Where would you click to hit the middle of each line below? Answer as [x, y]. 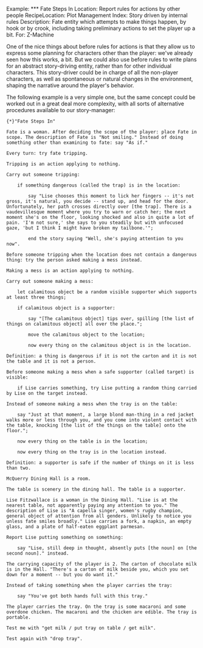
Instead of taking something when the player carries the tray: [89, 585]
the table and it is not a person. [51, 361]
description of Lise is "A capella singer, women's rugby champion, [95, 511]
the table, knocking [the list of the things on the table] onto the [96, 425]
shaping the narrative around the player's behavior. [70, 85]
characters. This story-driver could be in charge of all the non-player [92, 72]
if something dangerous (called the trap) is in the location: [99, 185]
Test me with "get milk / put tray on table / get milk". [81, 628]
